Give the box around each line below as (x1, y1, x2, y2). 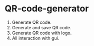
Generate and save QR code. (11, 24, 71, 30)
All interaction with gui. (11, 35, 59, 41)
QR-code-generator (4, 3, 89, 14)
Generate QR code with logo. (11, 30, 72, 36)
